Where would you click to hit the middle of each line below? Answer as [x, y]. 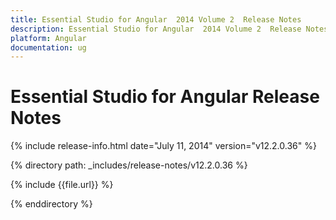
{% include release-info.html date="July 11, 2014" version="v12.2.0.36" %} [163, 146]
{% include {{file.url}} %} [62, 185]
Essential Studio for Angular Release [165, 97]
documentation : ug [48, 47]
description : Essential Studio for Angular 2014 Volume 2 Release [156, 29]
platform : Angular [48, 38]
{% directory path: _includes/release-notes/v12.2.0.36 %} [129, 165]
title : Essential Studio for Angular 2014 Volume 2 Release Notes [156, 19]
